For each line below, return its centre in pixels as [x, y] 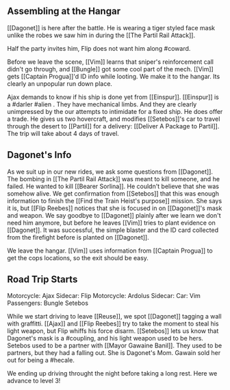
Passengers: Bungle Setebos [48, 303]
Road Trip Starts [42, 280]
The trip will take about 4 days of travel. [63, 133]
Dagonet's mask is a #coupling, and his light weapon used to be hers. [105, 339]
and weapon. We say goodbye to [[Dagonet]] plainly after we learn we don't [114, 215]
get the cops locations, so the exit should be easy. [78, 257]
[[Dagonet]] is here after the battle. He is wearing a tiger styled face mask [111, 27]
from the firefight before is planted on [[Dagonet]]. [78, 237]
